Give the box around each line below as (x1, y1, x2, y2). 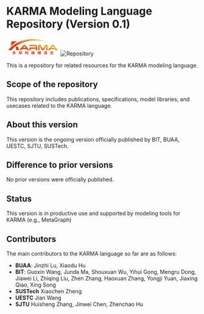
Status (6, 194, 32, 204)
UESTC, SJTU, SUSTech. (6, 142, 69, 150)
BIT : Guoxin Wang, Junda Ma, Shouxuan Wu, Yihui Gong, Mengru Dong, (15, 268, 197, 275)
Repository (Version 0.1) (6, 17, 131, 31)
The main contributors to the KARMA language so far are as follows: (6, 250, 177, 257)
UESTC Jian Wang (15, 294, 62, 301)
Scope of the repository (6, 79, 99, 89)
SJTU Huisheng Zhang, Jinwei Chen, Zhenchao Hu (15, 301, 144, 308)
